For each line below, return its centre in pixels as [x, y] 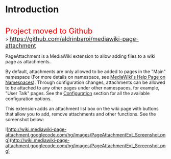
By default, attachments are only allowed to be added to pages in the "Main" [86, 71]
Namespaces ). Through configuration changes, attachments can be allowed [85, 82]
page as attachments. [28, 61]
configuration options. [29, 99]
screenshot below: [25, 119]
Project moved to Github [49, 31]
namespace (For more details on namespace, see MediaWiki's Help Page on [86, 77]
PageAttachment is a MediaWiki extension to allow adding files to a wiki [80, 56]
